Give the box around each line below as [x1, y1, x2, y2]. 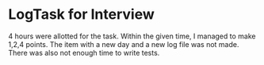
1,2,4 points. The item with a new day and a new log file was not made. [8, 39, 239, 49]
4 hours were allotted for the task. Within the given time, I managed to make [8, 31, 256, 41]
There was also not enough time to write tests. [8, 48, 160, 57]
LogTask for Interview [8, 5, 155, 23]
